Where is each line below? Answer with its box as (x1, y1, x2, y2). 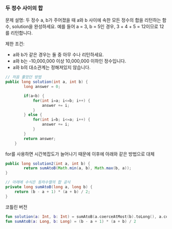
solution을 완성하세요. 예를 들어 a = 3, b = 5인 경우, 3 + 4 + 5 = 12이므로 (12, 24, 159, 30)
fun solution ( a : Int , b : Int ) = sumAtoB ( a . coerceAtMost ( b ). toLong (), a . (5, 214, 164, 219)
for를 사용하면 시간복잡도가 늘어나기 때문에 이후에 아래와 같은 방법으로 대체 (5, 151, 155, 157)
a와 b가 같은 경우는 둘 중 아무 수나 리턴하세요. (12, 52, 104, 58)
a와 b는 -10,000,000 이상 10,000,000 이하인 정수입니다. (12, 58, 126, 64)
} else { (24, 112, 42, 118)
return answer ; (24, 136, 56, 141)
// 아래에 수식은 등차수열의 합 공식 (5, 180, 71, 185)
